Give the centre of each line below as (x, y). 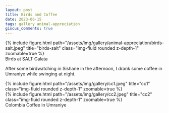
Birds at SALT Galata (26, 59)
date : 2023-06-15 (23, 19)
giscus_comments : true (29, 29)
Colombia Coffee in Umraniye (36, 105)
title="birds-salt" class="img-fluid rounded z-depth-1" (82, 48)
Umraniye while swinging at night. (40, 74)
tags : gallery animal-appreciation (43, 24)
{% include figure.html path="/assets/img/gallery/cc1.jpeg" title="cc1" (78, 84)
